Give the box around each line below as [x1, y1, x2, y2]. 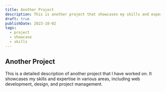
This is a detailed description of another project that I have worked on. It [5, 70, 152, 76]
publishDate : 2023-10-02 [5, 21, 56, 26]
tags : [5, 26, 16, 31]
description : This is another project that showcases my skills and [5, 12, 149, 17]
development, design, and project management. [5, 81, 103, 87]
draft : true [5, 16, 30, 21]
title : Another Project [5, 7, 54, 12]
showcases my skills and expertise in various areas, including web [5, 76, 140, 82]
